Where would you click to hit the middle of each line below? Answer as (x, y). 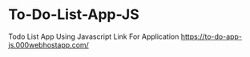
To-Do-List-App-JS (74, 15)
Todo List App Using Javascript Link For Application (94, 36)
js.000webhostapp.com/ (49, 44)
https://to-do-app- (212, 36)
